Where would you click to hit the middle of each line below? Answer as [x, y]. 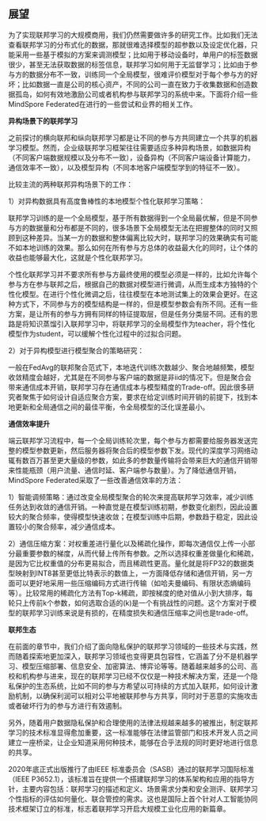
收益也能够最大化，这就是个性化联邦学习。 [78, 257]
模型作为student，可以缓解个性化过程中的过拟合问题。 [97, 333]
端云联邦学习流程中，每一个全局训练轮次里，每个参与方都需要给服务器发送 [129, 440]
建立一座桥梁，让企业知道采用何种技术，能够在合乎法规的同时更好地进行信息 [133, 742]
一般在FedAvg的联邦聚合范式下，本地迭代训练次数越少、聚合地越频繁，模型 [131, 367]
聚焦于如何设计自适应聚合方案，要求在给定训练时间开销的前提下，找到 [136, 397]
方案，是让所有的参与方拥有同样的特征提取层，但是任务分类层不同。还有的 [129, 314]
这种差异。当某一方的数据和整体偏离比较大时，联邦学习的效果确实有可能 [140, 238]
